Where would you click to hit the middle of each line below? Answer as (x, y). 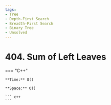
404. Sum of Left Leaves (56, 57)
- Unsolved (16, 33)
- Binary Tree (20, 28)
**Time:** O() (20, 79)
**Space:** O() (21, 88)
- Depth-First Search (27, 19)
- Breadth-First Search (29, 23)
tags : (11, 10)
